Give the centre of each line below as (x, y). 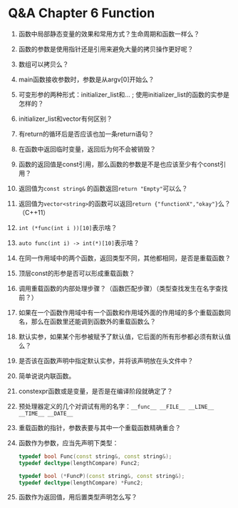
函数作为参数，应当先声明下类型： (68, 443)
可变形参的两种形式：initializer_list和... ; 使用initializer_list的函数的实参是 (124, 94)
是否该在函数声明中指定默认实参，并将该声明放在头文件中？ (106, 360)
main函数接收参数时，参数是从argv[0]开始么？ (86, 79)
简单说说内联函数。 (47, 376)
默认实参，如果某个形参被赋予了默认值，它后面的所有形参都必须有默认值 (124, 337)
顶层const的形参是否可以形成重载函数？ (77, 273)
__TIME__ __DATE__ (46, 413)
